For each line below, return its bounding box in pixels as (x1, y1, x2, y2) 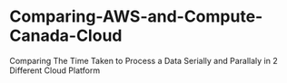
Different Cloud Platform (9, 65, 101, 76)
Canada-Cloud (9, 25, 123, 46)
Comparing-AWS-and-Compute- (9, 6, 263, 27)
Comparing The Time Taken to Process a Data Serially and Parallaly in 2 (9, 55, 279, 66)
